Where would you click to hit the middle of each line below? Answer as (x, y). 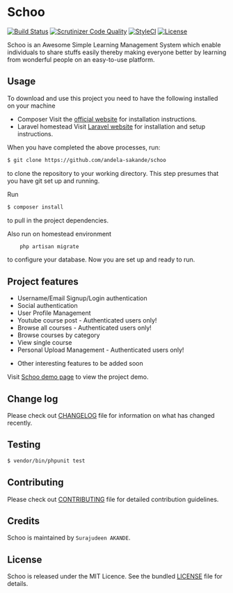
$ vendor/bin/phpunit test (46, 461)
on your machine (31, 106)
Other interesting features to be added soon (80, 364)
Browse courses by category (58, 335)
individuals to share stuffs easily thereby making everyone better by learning (117, 52)
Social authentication (47, 306)
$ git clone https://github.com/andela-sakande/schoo (87, 160)
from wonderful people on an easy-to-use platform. (81, 59)
